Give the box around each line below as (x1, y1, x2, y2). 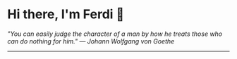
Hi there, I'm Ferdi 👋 (7, 6, 125, 22)
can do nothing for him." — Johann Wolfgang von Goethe (7, 37, 175, 45)
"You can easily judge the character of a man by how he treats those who (7, 29, 223, 38)
